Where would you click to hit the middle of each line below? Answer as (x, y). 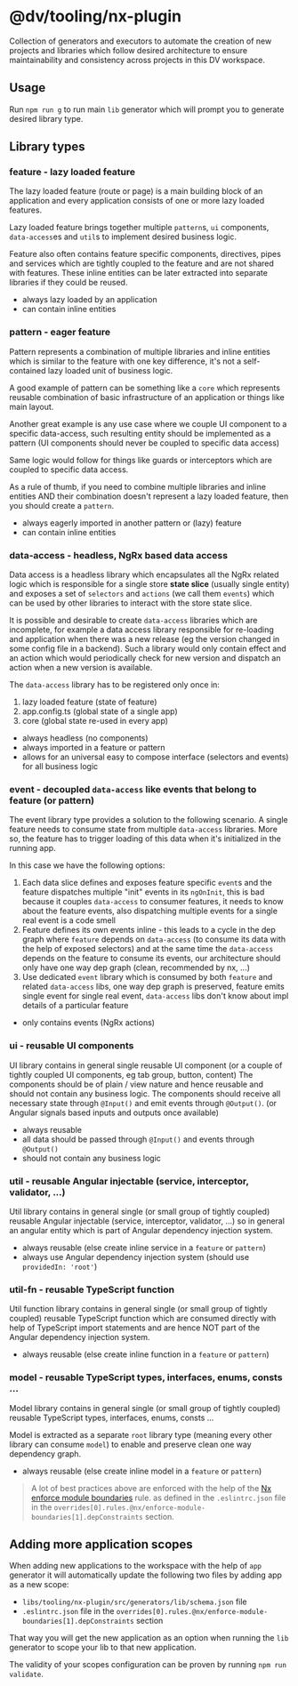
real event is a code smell (68, 920)
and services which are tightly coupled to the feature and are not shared (141, 263)
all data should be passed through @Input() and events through (138, 1139)
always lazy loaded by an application (89, 300)
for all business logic (60, 767)
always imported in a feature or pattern (94, 748)
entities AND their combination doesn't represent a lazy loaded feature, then (149, 496)
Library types (48, 147)
